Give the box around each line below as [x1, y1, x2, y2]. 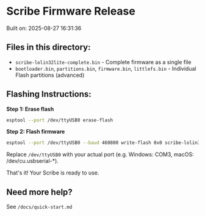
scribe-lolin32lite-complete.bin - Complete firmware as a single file [15, 58, 192, 65]
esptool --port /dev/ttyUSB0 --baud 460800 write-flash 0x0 [6, 140, 163, 146]
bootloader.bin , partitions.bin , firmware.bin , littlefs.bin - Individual [15, 65, 196, 72]
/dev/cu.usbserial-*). [6, 157, 59, 165]
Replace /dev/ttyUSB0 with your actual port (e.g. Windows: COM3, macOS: [6, 151, 194, 158]
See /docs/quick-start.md [6, 203, 73, 211]
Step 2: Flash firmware [6, 128, 65, 135]
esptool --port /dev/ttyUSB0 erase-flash [6, 117, 113, 123]
